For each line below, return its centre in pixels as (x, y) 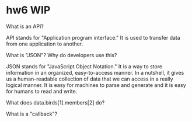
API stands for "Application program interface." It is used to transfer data (93, 37)
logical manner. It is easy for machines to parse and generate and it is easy (96, 85)
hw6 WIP (28, 10)
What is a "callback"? (32, 114)
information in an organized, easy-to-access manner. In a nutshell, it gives (95, 72)
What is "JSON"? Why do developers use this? (62, 55)
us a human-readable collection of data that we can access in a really (90, 79)
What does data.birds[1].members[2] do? (55, 102)
